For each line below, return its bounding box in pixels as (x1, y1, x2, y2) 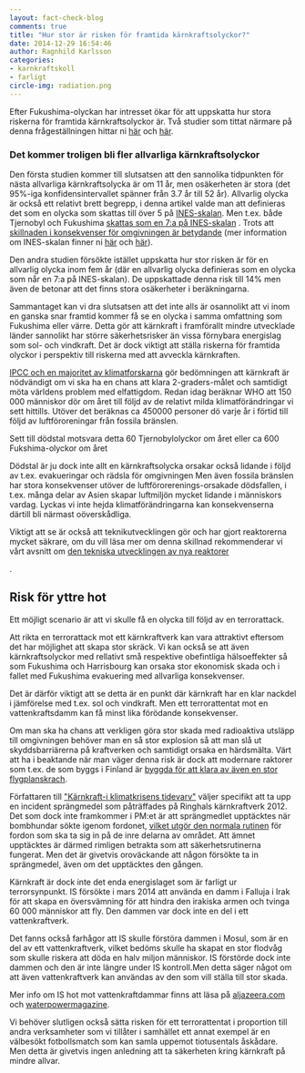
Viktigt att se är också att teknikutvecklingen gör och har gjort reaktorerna (9, 526, 287, 537)
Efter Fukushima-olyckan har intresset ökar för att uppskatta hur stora (9, 106, 271, 117)
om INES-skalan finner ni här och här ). (9, 236, 153, 247)
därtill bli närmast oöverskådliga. (9, 508, 132, 519)
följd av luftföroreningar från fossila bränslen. (9, 415, 179, 426)
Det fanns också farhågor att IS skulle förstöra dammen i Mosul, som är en (9, 933, 289, 944)
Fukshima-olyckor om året (9, 443, 108, 454)
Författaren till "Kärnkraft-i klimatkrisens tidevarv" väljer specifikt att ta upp (9, 791, 291, 802)
